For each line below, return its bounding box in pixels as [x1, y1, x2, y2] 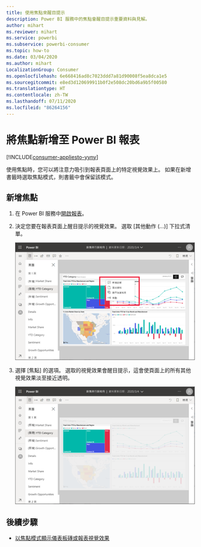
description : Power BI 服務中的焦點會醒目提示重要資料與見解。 [6, 16, 150, 22]
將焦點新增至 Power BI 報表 [6, 133, 140, 147]
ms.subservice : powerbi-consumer [6, 41, 90, 47]
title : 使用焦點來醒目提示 [6, 10, 66, 16]
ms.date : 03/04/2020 [6, 54, 58, 60]
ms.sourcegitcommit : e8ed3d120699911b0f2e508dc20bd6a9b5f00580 [6, 79, 167, 85]
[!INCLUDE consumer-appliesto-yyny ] [6, 153, 99, 160]
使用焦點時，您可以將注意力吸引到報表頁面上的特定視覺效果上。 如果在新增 [6, 166, 191, 173]
